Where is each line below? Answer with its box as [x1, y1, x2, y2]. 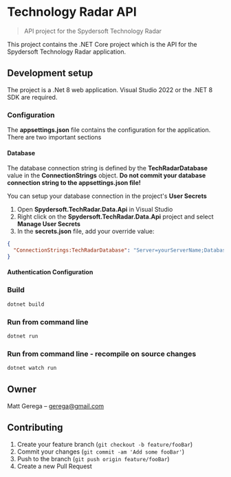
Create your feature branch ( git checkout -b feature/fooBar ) [16, 440, 193, 448]
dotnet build [7, 300, 45, 308]
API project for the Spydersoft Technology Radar [23, 27, 162, 35]
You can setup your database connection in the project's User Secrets [7, 192, 208, 200]
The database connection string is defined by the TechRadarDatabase [7, 164, 208, 173]
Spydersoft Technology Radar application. [7, 47, 126, 56]
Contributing [7, 422, 63, 434]
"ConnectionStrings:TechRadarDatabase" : [13, 247, 131, 254]
